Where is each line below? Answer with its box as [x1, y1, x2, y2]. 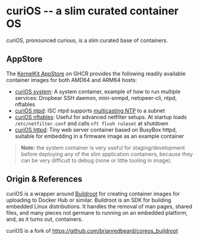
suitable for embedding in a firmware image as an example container [14, 132, 184, 139]
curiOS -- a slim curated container [6, 4, 179, 18]
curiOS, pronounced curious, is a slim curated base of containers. [6, 37, 169, 44]
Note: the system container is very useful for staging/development [20, 144, 185, 151]
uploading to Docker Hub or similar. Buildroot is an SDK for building [6, 196, 172, 203]
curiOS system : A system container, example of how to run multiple [14, 88, 181, 95]
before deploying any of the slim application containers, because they [20, 150, 193, 157]
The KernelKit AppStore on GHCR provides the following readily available [6, 70, 186, 77]
